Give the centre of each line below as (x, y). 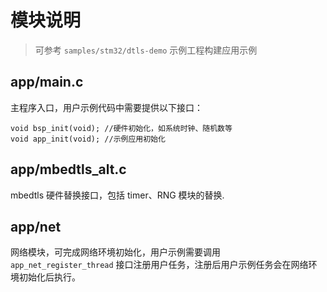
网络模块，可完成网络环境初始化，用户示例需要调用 (115, 252)
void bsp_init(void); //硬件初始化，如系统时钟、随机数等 (121, 128)
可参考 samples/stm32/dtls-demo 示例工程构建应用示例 (146, 50)
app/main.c (47, 82)
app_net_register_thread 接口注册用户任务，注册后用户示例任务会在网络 (159, 265)
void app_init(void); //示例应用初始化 (88, 139)
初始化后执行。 (49, 277)
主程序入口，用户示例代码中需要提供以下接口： (106, 107)
